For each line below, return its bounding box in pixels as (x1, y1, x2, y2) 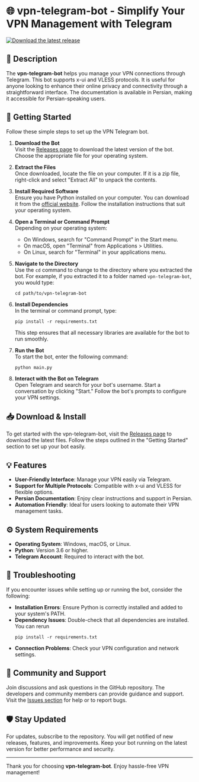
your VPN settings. (14, 393, 61, 401)
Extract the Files (14, 163, 56, 170)
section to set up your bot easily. (6, 443, 86, 450)
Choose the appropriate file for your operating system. (14, 152, 148, 159)
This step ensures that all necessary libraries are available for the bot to (14, 329, 190, 336)
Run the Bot (14, 347, 44, 354)
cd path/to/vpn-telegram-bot (14, 290, 87, 296)
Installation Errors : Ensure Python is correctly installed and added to (14, 603, 183, 611)
